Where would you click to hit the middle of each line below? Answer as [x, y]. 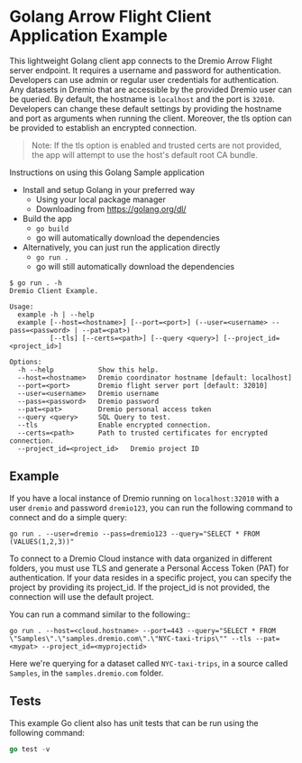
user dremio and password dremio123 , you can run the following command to [151, 508]
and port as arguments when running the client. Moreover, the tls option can [151, 118]
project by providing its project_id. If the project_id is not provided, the [140, 587]
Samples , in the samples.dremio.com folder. [87, 673]
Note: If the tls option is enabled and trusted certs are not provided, [156, 145]
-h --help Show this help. [88, 370]
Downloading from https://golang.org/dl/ [111, 208]
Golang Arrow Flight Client [110, 17]
